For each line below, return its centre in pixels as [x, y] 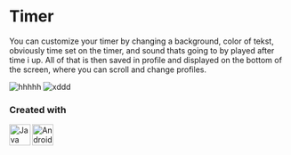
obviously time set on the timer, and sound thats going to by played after [142, 50]
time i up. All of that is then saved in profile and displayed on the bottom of [146, 60]
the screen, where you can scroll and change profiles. [108, 69]
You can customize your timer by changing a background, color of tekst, [141, 41]
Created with [38, 110]
